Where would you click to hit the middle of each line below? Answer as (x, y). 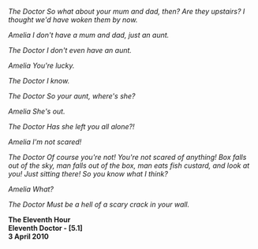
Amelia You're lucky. (41, 65)
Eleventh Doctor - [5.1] (45, 228)
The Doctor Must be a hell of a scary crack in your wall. (99, 204)
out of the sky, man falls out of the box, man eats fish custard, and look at (129, 165)
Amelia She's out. (37, 111)
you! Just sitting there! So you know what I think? (88, 174)
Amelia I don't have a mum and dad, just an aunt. (89, 35)
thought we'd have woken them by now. (73, 20)
